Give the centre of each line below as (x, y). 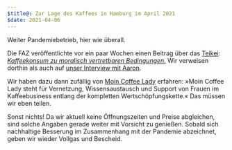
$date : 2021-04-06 (34, 20)
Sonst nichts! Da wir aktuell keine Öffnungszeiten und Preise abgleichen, (111, 116)
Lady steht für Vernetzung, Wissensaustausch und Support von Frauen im (113, 88)
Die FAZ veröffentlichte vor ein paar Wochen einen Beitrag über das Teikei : (114, 53)
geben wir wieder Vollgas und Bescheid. (65, 138)
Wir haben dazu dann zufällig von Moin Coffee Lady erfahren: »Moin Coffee (116, 81)
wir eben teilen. (30, 103)
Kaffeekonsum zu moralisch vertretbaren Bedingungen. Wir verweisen (108, 60)
